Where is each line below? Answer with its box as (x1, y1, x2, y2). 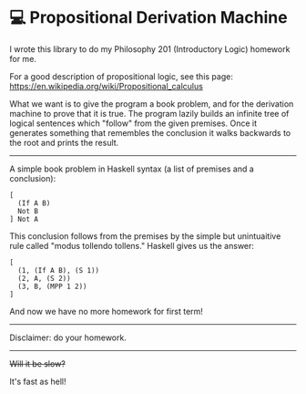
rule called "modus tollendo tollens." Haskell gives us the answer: (9, 240, 255, 251)
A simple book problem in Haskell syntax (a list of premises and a (9, 163, 255, 174)
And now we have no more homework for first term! (9, 306, 203, 316)
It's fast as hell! (9, 376, 66, 387)
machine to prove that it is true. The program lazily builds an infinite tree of (9, 108, 290, 119)
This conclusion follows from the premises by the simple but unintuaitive (9, 230, 281, 242)
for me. (9, 53, 36, 64)
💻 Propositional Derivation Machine (9, 7, 289, 28)
